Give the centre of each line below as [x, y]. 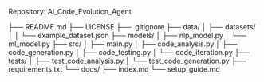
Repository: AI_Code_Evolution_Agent [70, 12]
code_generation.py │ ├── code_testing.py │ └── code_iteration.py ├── [129, 52]
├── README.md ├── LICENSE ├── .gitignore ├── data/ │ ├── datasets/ [132, 27]
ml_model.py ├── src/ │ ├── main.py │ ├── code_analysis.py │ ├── [123, 44]
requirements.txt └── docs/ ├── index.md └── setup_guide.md [114, 69]
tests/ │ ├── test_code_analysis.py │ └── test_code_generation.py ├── [127, 61]
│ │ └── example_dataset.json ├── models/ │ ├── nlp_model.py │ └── [128, 35]
